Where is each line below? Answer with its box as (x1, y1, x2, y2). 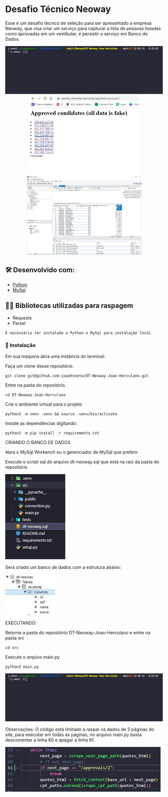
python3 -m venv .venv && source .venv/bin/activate (5, 412, 117, 417)
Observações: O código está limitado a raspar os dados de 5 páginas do (5, 726, 154, 732)
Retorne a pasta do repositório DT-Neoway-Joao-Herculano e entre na (5, 629, 151, 635)
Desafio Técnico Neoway (5, 4, 111, 15)
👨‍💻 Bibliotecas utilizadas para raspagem (5, 301, 133, 310)
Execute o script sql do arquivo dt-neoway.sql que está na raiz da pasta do (5, 459, 159, 465)
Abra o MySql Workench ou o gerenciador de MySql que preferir (5, 449, 138, 455)
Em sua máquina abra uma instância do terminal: (5, 353, 105, 359)
